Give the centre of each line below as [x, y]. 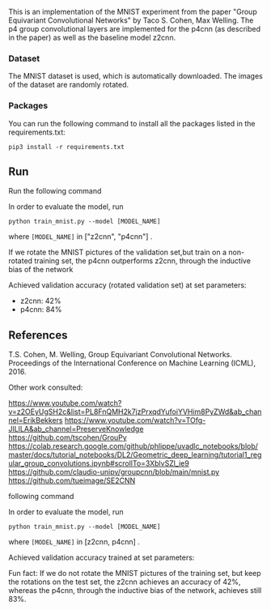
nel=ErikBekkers [36, 420]
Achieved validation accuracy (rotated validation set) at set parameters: [127, 285]
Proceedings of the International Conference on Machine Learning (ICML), [132, 363]
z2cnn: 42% [40, 301]
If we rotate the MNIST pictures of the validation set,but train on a [118, 252]
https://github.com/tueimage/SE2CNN [72, 480]
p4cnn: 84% [41, 309]
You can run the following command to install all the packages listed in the [132, 123]
